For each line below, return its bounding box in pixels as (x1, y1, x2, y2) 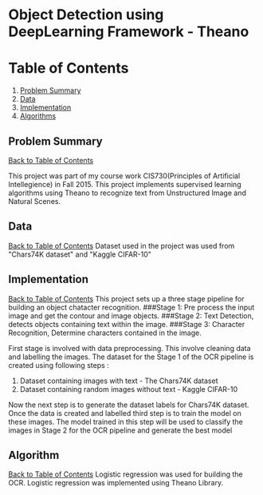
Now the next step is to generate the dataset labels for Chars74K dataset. (8, 400, 249, 409)
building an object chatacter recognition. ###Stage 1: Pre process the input (8, 302, 255, 312)
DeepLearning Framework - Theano (8, 22, 249, 41)
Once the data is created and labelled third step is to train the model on (8, 408, 241, 417)
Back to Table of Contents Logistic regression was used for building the (8, 469, 243, 479)
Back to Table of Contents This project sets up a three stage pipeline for (8, 293, 245, 303)
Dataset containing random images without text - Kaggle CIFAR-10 (19, 384, 238, 393)
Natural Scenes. (8, 196, 61, 206)
